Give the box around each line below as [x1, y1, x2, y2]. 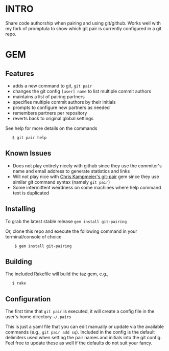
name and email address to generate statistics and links [12, 168, 130, 174]
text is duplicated [12, 190, 50, 196]
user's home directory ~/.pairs [5, 314, 71, 320]
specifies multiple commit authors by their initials [12, 99, 116, 105]
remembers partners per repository [12, 109, 87, 116]
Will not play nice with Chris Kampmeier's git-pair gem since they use [12, 173, 159, 180]
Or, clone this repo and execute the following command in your [5, 228, 138, 234]
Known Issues [5, 149, 52, 158]
